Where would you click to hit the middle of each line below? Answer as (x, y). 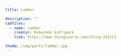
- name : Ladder (25, 28)
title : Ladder (20, 10)
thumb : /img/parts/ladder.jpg (36, 46)
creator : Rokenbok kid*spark (44, 33)
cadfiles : (15, 23)
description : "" (22, 19)
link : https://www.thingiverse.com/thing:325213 (65, 37)
